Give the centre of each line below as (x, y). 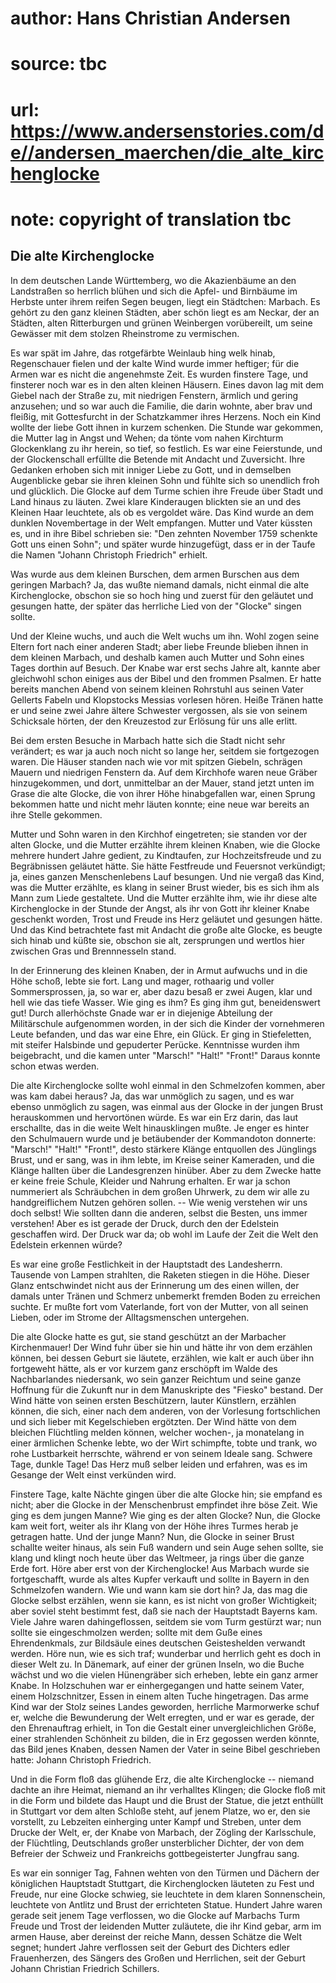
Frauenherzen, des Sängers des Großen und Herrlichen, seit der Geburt (158, 1958)
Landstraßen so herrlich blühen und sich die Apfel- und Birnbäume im (154, 291)
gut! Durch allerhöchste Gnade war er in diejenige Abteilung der (141, 1013)
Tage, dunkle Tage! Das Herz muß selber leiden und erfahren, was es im (159, 1464)
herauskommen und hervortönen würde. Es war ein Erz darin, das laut (154, 1117)
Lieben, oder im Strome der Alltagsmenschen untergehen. (130, 1317)
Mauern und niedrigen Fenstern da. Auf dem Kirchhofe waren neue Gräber (164, 772)
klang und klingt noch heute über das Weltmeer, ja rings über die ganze (157, 1558)
